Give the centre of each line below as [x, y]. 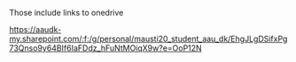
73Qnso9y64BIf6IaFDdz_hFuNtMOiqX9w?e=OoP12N [105, 48]
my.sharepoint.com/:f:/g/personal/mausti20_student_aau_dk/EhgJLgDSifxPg [148, 39]
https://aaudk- [35, 29]
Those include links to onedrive [66, 13]
